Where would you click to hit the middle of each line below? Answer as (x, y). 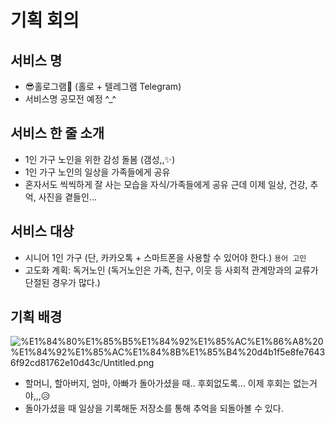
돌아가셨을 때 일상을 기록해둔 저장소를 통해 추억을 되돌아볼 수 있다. (154, 408)
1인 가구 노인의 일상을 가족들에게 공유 (97, 172)
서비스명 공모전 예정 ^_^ (70, 99)
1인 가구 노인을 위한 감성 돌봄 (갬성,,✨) (100, 159)
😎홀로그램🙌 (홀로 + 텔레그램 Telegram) (103, 86)
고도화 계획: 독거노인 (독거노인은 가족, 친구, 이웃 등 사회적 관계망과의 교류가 (171, 270)
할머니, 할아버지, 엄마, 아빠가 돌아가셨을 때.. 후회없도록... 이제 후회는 (158, 383)
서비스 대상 (42, 231)
